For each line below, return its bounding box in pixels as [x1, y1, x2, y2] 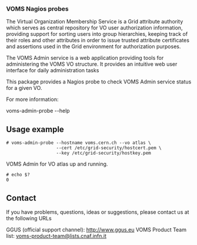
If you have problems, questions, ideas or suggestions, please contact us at [6, 208, 189, 216]
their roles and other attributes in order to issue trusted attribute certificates [6, 37, 190, 44]
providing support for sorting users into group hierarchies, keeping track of [6, 31, 188, 38]
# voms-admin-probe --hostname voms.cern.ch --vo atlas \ [6, 140, 151, 146]
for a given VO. [6, 85, 42, 92]
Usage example [6, 124, 65, 134]
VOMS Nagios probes [6, 5, 69, 13]
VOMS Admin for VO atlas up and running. [6, 160, 108, 167]
